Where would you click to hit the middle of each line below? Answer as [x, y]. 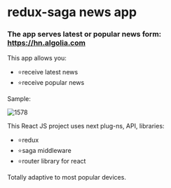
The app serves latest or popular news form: [84, 34]
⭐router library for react [52, 161]
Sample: [19, 99]
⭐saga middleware [44, 151]
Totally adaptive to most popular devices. [67, 177]
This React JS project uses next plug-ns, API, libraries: [86, 126]
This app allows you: [37, 58]
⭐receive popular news [51, 83]
